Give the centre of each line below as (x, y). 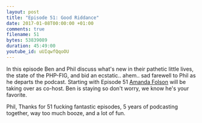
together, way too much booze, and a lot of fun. (66, 113)
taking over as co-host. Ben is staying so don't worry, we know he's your (98, 88)
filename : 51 (23, 35)
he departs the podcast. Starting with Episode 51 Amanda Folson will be (96, 82)
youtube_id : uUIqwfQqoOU (38, 52)
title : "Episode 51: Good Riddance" (53, 18)
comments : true (26, 29)
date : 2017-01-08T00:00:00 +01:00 (50, 23)
